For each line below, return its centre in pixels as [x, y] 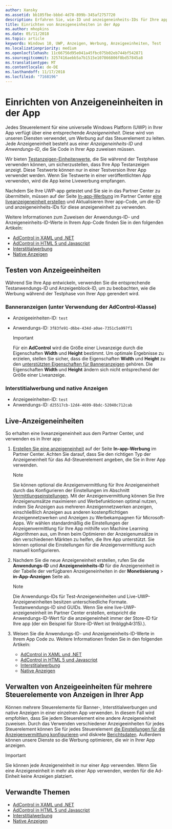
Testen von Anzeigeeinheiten [53, 270]
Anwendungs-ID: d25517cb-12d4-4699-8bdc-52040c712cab [72, 405]
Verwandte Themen [38, 792]
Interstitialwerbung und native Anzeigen [57, 388]
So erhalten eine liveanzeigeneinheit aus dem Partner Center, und [75, 433]
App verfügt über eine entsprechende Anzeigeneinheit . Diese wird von [80, 133]
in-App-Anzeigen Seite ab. [41, 577]
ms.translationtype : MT [31, 63]
